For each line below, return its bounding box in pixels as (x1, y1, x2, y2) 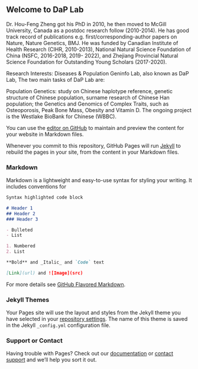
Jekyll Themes (6, 295, 50, 304)
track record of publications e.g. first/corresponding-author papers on (6, 33, 177, 40)
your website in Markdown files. (6, 131, 84, 138)
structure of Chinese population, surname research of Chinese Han (6, 94, 170, 101)
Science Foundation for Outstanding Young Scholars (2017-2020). (6, 58, 167, 65)
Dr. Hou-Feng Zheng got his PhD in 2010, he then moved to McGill (6, 20, 167, 27)
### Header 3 (6, 216, 38, 222)
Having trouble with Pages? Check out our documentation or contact (6, 350, 173, 357)
